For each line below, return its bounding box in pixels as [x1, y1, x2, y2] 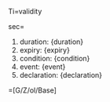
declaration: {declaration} [19, 71, 103, 79]
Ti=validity [8, 7, 42, 16]
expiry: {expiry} [19, 46, 71, 54]
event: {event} [19, 62, 66, 71]
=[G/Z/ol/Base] [8, 86, 57, 95]
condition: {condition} [19, 54, 90, 63]
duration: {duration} [19, 37, 84, 46]
